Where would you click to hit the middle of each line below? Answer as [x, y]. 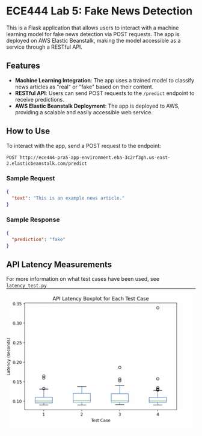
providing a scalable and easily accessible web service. [84, 112]
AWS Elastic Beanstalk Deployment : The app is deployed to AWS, [97, 106]
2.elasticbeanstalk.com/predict [47, 164]
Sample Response [33, 220]
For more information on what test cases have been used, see [83, 279]
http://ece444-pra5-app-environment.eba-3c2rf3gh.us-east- [95, 158]
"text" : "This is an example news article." [68, 198]
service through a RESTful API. [44, 47]
